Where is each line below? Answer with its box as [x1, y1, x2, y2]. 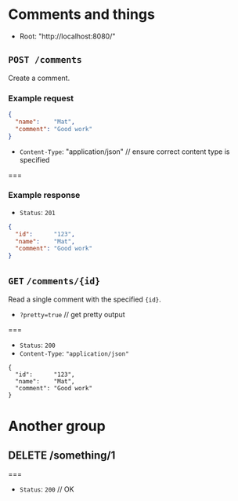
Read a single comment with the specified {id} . [8, 294, 162, 304]
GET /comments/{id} [8, 275, 100, 287]
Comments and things [8, 5, 155, 24]
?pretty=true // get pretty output [19, 310, 125, 320]
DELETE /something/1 [8, 448, 116, 462]
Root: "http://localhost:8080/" [19, 31, 116, 41]
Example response [8, 190, 81, 201]
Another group [8, 418, 106, 435]
